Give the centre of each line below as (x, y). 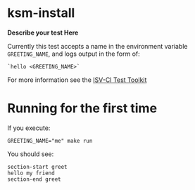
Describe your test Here (43, 32)
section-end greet (34, 179)
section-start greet (38, 167)
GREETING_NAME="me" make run (50, 141)
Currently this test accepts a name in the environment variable (97, 46)
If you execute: (29, 128)
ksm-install (41, 13)
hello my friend (31, 173)
